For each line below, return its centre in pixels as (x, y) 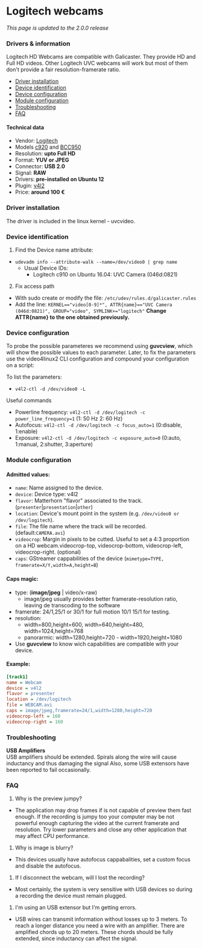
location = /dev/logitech (39, 699)
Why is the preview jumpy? (49, 799)
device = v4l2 (24, 688)
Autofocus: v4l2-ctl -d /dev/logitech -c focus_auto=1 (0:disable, (99, 425)
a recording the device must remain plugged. (71, 896)
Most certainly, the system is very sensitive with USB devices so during (104, 889)
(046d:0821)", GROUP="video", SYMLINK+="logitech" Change (91, 311)
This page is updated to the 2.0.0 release (57, 28)
